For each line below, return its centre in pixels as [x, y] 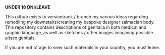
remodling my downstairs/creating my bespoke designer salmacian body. [80, 22]
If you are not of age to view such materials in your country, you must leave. [82, 47]
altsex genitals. [21, 38]
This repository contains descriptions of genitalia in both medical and [76, 27]
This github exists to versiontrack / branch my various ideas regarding [77, 17]
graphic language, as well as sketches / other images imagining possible [79, 32]
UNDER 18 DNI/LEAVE [28, 7]
